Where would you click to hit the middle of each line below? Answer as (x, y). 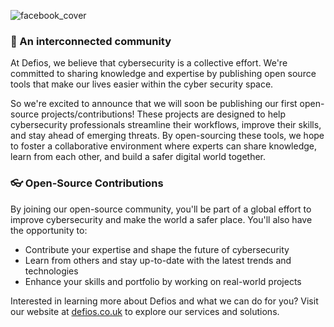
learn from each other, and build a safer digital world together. (138, 157)
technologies (51, 271)
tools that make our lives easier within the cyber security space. (142, 84)
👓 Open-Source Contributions (87, 183)
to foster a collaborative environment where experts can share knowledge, (163, 146)
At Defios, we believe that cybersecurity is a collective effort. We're (149, 63)
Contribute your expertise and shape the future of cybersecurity (157, 249)
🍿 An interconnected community (91, 41)
